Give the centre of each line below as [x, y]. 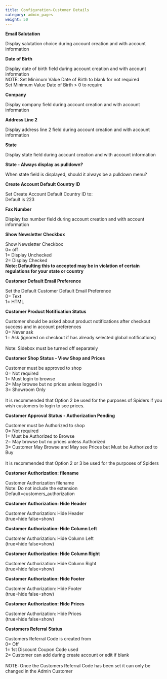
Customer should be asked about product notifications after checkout [78, 321]
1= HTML [15, 302]
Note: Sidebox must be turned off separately [52, 348]
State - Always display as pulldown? [44, 165]
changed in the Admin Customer [39, 671]
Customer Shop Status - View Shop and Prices [55, 358]
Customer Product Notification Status [46, 312]
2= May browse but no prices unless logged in [54, 384]
